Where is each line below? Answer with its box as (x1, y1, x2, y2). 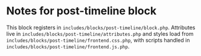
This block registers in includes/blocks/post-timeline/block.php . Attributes (6, 24, 196, 31)
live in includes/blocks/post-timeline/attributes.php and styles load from (6, 30, 194, 37)
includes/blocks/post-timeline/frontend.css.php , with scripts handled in (6, 36, 190, 43)
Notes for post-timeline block (6, 4, 157, 18)
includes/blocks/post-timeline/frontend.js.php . (6, 43, 130, 50)
